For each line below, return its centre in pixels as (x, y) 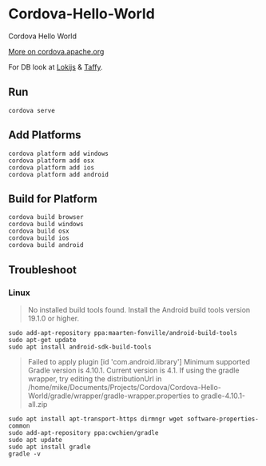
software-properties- (223, 419)
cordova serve (32, 110)
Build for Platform (53, 199)
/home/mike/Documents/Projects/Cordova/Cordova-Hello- (125, 388)
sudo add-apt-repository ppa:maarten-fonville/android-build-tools (123, 333)
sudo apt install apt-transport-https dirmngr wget (96, 419)
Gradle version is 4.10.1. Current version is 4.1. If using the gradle (133, 370)
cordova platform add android (59, 174)
